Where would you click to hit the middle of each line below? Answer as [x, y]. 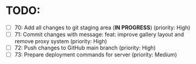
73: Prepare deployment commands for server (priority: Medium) [96, 55]
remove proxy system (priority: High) [61, 41]
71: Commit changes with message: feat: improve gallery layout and [99, 34]
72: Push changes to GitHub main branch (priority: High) [85, 48]
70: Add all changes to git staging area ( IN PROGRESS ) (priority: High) [102, 27]
